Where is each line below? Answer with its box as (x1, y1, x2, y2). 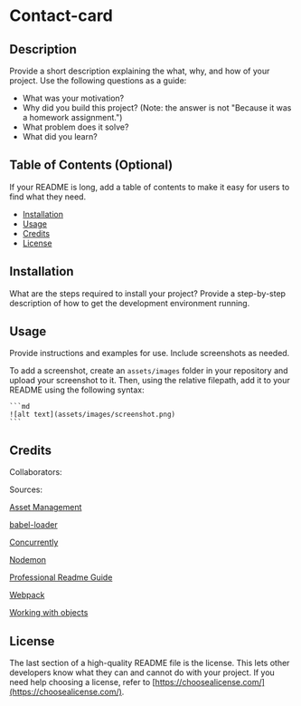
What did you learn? (22, 131, 98, 141)
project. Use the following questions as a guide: (9, 75, 187, 86)
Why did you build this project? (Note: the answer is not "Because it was (22, 102, 292, 113)
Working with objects (9, 607, 89, 618)
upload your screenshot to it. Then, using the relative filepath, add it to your (9, 375, 291, 386)
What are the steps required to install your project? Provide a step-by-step (9, 287, 287, 299)
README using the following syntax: (9, 384, 145, 395)
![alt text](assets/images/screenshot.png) (9, 410, 176, 420)
